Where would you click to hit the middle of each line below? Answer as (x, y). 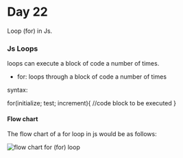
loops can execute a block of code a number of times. (83, 64)
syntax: (17, 90)
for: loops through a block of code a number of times (91, 77)
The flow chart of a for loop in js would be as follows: (82, 134)
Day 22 (27, 12)
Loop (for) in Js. (30, 31)
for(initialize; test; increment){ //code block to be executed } (92, 103)
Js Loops (23, 49)
